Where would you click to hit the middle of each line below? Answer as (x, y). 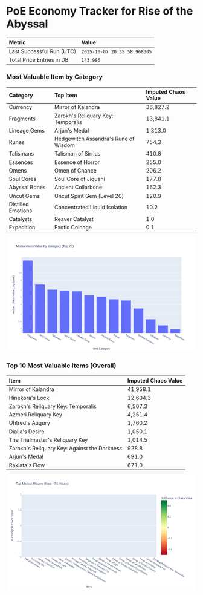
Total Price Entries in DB (39, 59)
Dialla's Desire (27, 432)
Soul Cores (23, 179)
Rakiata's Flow (27, 465)
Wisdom (65, 145)
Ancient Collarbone (78, 187)
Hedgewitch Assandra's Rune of (94, 139)
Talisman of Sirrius (77, 154)
